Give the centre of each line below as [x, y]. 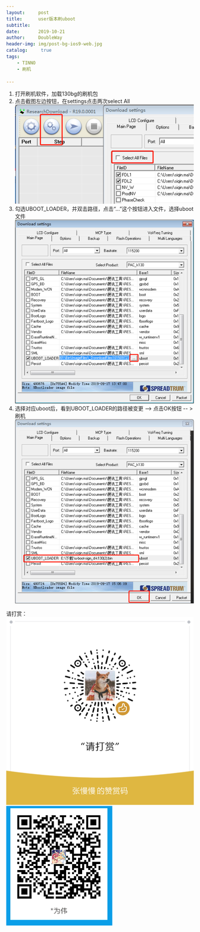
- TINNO [26, 63]
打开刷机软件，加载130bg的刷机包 [56, 94]
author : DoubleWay [34, 38]
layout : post [28, 13]
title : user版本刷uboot [41, 19]
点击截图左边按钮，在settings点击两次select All [72, 101]
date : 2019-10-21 [36, 32]
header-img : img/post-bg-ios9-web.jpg [54, 44]
